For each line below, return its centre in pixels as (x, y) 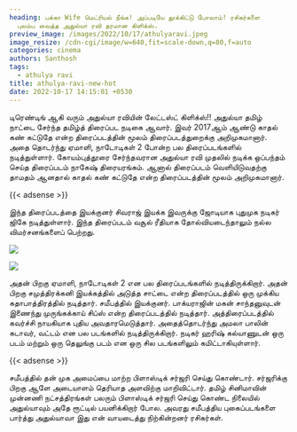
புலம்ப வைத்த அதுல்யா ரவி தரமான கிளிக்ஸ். (88, 26)
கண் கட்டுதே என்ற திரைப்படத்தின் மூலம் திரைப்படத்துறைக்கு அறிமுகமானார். (138, 137)
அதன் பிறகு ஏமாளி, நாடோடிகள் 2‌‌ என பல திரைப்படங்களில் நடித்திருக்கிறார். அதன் (148, 283)
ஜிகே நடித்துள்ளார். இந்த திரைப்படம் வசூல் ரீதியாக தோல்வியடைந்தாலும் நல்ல (141, 222)
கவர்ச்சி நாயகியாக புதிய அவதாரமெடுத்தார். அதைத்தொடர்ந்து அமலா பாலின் (139, 322)
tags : (19, 67)
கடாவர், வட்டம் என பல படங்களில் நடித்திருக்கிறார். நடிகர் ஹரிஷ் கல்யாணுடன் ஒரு (146, 333)
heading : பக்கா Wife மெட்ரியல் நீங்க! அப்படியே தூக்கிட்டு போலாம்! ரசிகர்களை (135, 17)
